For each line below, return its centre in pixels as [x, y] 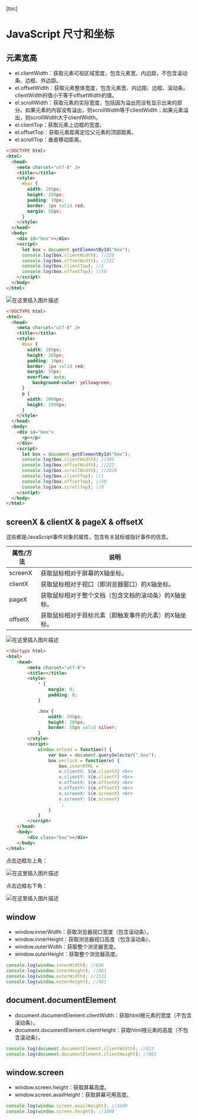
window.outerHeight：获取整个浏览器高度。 [67, 954]
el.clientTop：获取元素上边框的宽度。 [60, 125]
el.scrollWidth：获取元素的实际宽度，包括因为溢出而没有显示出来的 [96, 102]
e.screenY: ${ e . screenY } [89, 799]
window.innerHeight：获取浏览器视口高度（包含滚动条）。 [84, 939]
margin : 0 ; [62, 690]
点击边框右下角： [27, 885]
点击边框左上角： [27, 860]
